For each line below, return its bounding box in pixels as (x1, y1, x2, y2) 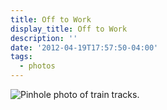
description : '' (10, 33, 78, 43)
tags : (10, 52, 33, 62)
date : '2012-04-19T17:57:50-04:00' (10, 42, 159, 53)
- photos (19, 61, 56, 71)
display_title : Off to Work (10, 24, 128, 34)
